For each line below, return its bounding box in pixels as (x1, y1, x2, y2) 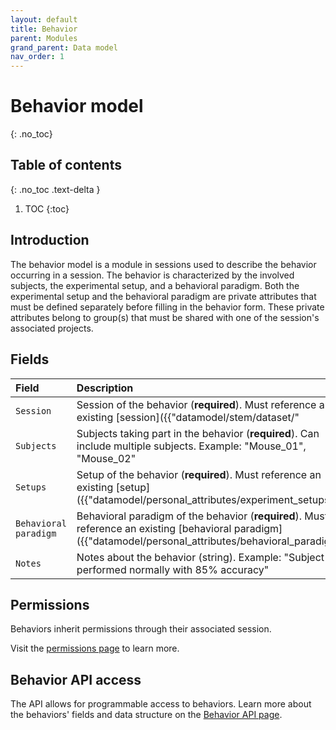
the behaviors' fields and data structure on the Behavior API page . (10, 709, 283, 721)
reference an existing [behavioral (76, 521, 232, 535)
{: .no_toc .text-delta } (10, 183, 101, 195)
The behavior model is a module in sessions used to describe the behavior (10, 258, 317, 270)
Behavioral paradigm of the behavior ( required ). (76, 509, 303, 523)
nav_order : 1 (10, 52, 65, 62)
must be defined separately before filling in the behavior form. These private (10, 301, 325, 313)
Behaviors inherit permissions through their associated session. (10, 623, 272, 635)
